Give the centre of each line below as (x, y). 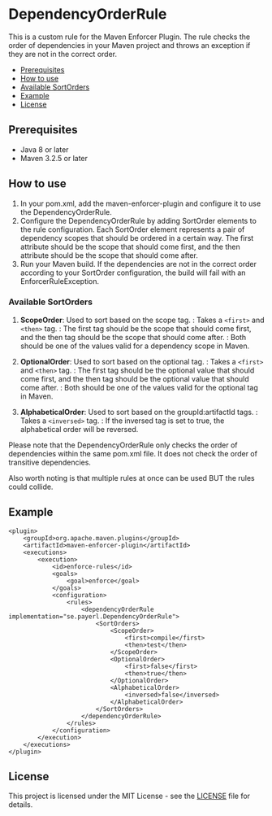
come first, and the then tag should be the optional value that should (134, 378)
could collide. (31, 487)
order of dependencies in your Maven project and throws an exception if (130, 45)
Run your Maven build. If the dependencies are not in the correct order (138, 264)
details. (21, 805)
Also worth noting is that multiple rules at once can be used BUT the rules (132, 478)
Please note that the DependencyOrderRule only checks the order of (123, 445)
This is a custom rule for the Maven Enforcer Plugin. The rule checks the (129, 37)
